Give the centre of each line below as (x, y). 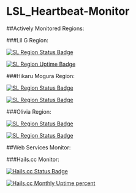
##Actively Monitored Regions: (45, 28)
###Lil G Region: (28, 40)
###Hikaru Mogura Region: (41, 76)
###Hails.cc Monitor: (33, 159)
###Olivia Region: (29, 111)
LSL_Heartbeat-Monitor (68, 11)
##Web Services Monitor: (39, 147)
